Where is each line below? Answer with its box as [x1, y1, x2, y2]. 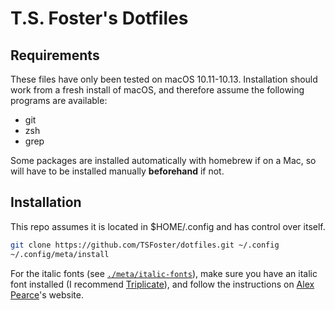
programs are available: [10, 95, 108, 106]
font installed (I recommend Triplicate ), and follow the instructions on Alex [10, 278, 315, 290]
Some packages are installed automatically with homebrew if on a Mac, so [10, 155, 317, 166]
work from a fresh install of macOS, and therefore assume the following [10, 84, 305, 96]
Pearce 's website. [10, 288, 84, 301]
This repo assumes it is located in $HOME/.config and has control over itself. [10, 220, 326, 232]
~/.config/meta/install [10, 249, 110, 259]
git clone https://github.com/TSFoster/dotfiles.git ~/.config [10, 240, 280, 250]
